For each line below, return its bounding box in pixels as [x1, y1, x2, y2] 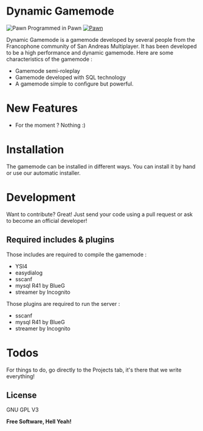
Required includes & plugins [6, 235, 115, 245]
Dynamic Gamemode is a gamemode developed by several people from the [6, 36, 196, 43]
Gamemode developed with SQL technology [15, 73, 126, 81]
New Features [6, 101, 78, 115]
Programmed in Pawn [27, 24, 82, 32]
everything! [6, 372, 35, 380]
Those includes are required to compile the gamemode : [6, 251, 147, 258]
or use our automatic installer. [6, 169, 81, 177]
